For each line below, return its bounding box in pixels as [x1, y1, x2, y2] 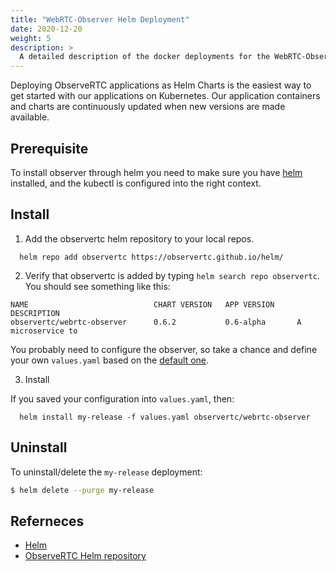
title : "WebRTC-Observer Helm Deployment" [10, 14, 190, 25]
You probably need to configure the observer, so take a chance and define [10, 343, 318, 355]
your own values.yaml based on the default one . [10, 354, 210, 366]
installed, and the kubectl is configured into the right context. [10, 177, 262, 189]
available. [10, 111, 50, 123]
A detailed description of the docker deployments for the [19, 52, 271, 62]
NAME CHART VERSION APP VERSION [10, 299, 275, 310]
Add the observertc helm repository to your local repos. [24, 232, 255, 245]
